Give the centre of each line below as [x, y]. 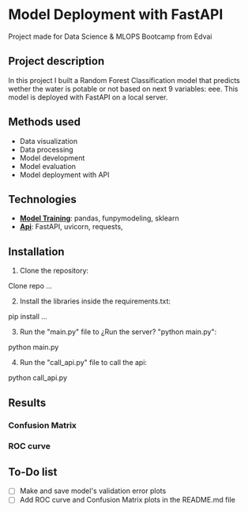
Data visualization [49, 141]
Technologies [43, 199]
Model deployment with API [64, 175]
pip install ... [28, 317]
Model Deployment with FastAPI [116, 15]
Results [27, 403]
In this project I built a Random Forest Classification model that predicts [124, 80]
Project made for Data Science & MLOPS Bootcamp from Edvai [110, 36]
